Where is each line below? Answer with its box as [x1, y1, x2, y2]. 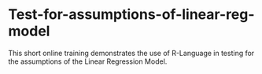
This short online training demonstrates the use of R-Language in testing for [8, 48, 255, 57]
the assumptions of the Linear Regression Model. [8, 57, 168, 66]
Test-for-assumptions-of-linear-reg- [8, 6, 255, 24]
